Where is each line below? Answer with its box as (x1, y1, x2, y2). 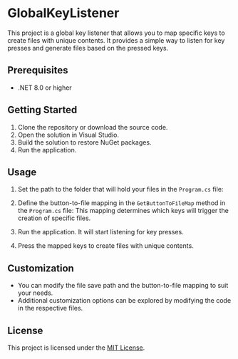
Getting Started (7, 104, 78, 116)
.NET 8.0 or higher (17, 83, 73, 92)
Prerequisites (7, 64, 68, 76)
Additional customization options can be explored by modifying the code (17, 296, 232, 305)
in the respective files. (17, 304, 83, 313)
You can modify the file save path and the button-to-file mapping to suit (17, 281, 229, 290)
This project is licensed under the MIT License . (7, 343, 145, 352)
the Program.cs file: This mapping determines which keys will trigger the (17, 207, 229, 215)
